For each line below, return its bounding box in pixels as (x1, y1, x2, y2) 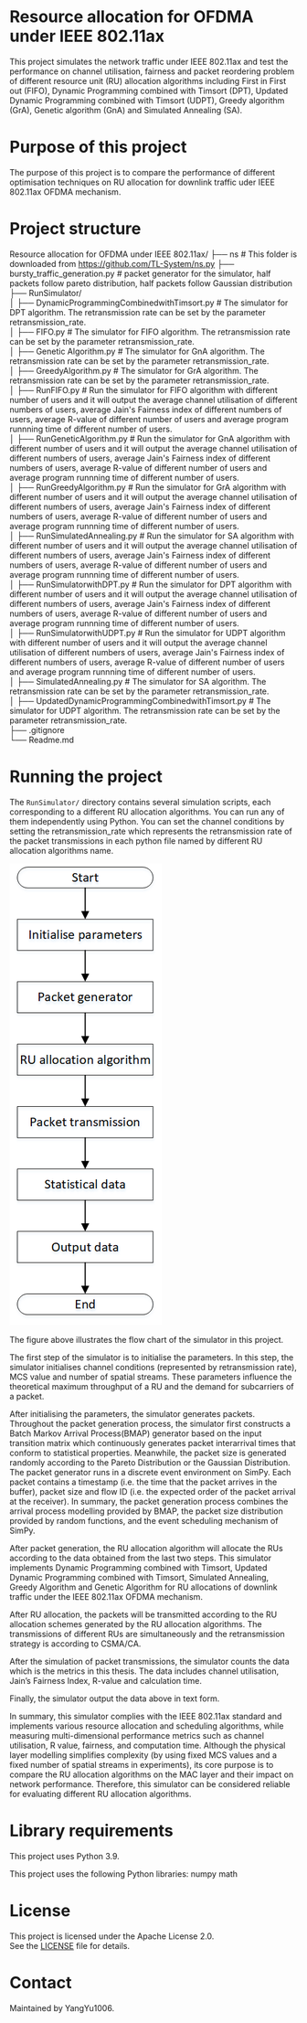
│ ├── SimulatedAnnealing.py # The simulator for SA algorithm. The (9, 676, 267, 687)
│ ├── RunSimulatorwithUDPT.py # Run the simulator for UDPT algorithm (9, 627, 286, 638)
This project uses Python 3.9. (9, 1850, 121, 1861)
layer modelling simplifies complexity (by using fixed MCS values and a (9, 1749, 277, 1761)
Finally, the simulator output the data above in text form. (9, 1693, 220, 1704)
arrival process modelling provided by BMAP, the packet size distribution (9, 1506, 283, 1517)
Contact (9, 1972, 72, 1993)
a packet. (9, 1390, 45, 1401)
